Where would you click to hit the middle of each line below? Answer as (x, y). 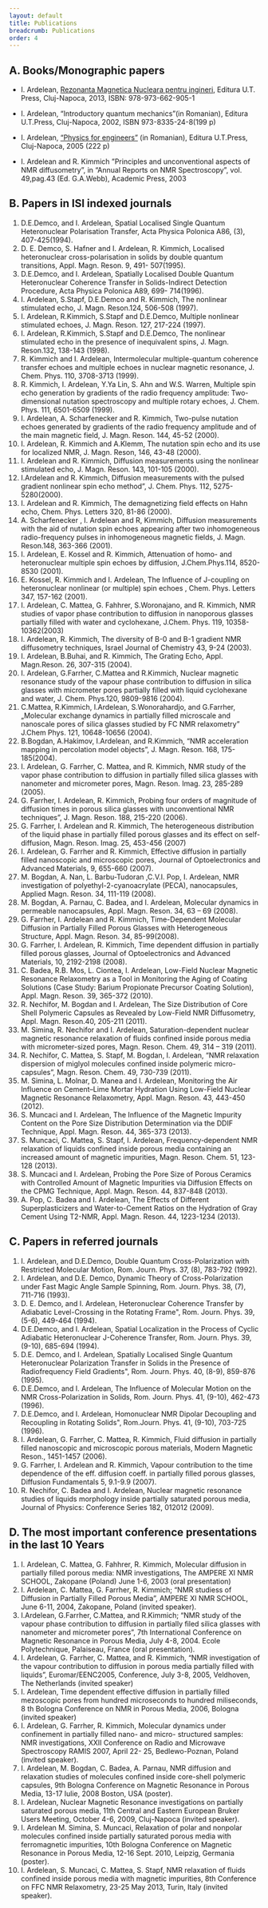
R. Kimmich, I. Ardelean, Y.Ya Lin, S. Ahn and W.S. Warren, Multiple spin (138, 384)
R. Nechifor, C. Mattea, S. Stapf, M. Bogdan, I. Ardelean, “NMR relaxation (140, 1055)
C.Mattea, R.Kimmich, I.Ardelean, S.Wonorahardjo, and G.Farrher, (128, 707)
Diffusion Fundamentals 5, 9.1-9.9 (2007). (89, 1482)
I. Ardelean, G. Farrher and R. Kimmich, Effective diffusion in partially (133, 851)
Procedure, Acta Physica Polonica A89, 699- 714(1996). (112, 291)
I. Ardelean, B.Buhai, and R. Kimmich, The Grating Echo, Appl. (122, 655)
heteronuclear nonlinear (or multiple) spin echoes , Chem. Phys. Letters (138, 588)
